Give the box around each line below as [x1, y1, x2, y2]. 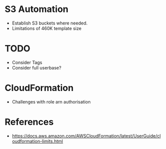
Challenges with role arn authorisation [12, 98, 91, 104]
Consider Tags [12, 59, 43, 65]
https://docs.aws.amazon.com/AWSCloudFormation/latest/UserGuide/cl [12, 132, 161, 138]
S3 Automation [5, 3, 69, 15]
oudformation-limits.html [12, 138, 63, 144]
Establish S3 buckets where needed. [12, 20, 88, 26]
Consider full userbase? [12, 64, 62, 70]
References [5, 116, 54, 127]
